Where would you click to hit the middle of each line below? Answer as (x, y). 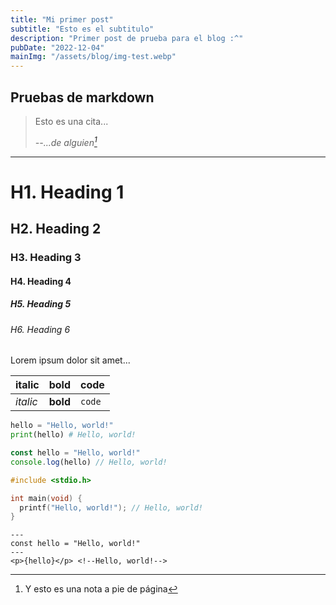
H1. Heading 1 (67, 192)
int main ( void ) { (46, 498)
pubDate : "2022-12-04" (57, 47)
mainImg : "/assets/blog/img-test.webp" (93, 57)
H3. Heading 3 (46, 258)
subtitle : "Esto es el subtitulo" (82, 29)
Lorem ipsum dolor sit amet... (70, 360)
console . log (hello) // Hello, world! (89, 462)
